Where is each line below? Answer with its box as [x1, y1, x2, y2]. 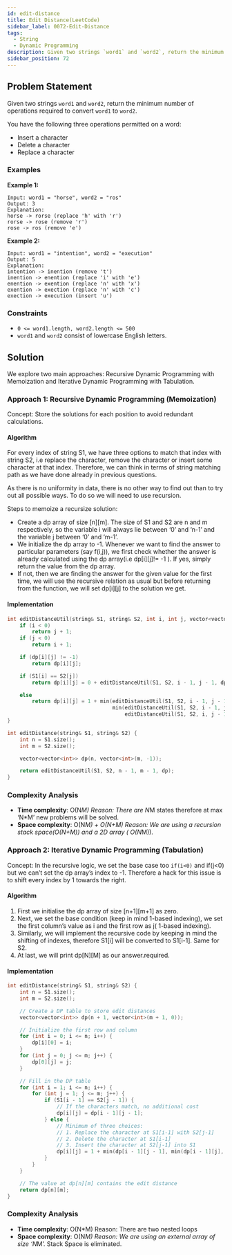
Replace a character [17, 148, 75, 156]
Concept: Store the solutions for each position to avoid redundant [7, 410, 193, 418]
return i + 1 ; [32, 641, 72, 649]
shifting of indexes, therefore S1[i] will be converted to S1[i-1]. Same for [17, 936, 220, 945]
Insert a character [17, 133, 68, 142]
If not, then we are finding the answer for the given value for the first [17, 570, 212, 578]
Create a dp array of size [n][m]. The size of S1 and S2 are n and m [17, 518, 208, 526]
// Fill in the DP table [19, 1077, 91, 1084]
